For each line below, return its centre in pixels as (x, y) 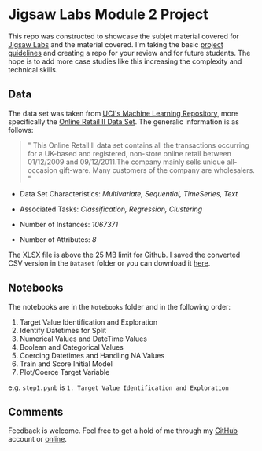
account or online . (37, 439)
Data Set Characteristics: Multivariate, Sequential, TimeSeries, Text (129, 193)
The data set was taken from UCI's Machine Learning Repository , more (123, 113)
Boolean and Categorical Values (71, 346)
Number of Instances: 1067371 (69, 224)
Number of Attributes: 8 (58, 239)
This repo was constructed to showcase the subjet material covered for (124, 36)
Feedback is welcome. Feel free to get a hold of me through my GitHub (123, 431)
